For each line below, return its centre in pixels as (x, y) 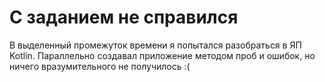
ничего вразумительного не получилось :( (100, 66)
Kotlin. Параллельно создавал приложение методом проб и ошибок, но (162, 55)
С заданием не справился (124, 17)
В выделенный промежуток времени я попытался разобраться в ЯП (155, 45)
